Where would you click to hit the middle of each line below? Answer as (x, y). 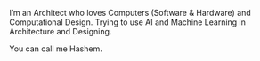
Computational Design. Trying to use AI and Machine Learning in (128, 22)
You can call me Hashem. (56, 49)
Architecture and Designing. (61, 31)
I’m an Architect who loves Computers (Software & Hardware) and (130, 13)
